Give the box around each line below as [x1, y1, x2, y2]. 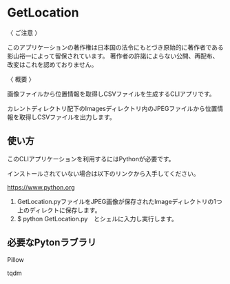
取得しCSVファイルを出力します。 [19, 112, 116, 121]
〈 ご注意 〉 [7, 28, 41, 37]
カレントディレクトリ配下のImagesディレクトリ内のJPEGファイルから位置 [7, 104, 218, 112]
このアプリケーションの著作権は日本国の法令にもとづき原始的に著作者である [7, 43, 224, 51]
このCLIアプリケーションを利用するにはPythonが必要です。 [7, 154, 175, 163]
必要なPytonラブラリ [7, 236, 97, 249]
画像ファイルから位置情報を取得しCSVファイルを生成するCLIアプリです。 [7, 90, 216, 98]
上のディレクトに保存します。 [17, 205, 101, 214]
